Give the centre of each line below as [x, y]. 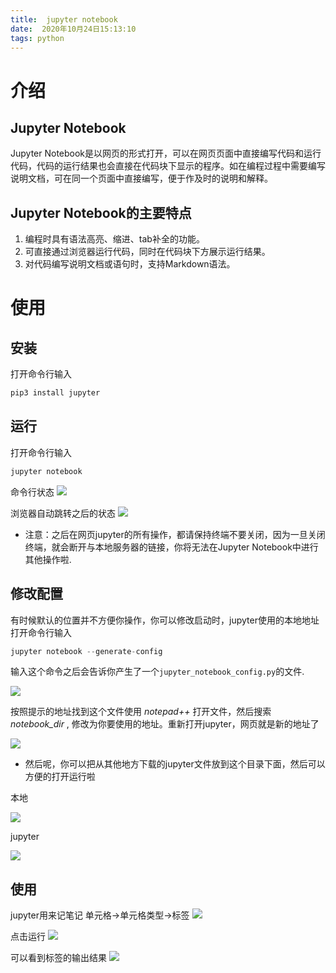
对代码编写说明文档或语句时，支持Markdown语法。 [130, 264]
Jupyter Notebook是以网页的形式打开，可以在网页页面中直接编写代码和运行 [166, 153]
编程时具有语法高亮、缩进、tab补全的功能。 [114, 239]
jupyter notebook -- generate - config [86, 651]
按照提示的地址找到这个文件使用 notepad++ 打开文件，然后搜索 [141, 712]
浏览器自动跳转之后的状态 [63, 513]
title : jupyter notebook [64, 19]
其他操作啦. [48, 559]
